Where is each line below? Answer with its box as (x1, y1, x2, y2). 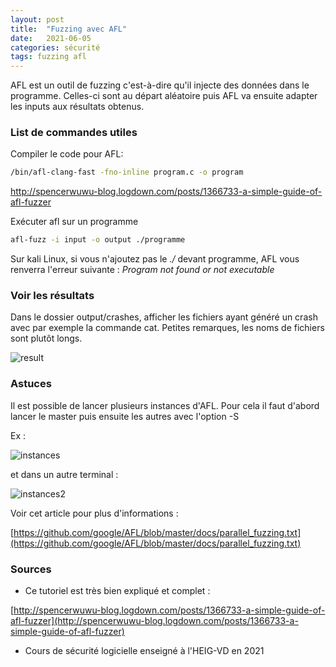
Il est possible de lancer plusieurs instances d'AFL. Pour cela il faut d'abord (10, 399, 320, 411)
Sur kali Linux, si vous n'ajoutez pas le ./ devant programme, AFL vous (10, 253, 300, 265)
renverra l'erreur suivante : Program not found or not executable (10, 264, 275, 276)
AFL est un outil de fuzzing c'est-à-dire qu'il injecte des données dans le (10, 79, 310, 91)
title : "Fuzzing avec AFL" (10, 24, 128, 34)
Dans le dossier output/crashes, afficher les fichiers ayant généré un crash (10, 311, 318, 323)
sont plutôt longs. (10, 332, 83, 345)
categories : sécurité (10, 42, 101, 53)
